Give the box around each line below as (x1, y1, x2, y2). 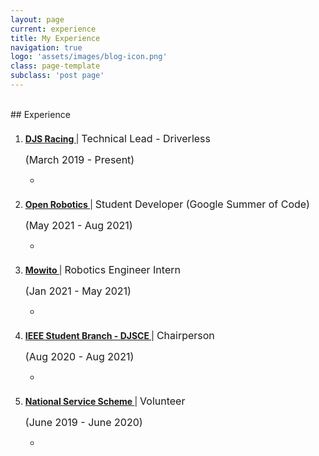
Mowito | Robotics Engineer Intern (24, 262, 181, 276)
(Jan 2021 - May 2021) (24, 284, 132, 298)
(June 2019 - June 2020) (24, 415, 143, 429)
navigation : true (10, 42, 83, 53)
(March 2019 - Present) (24, 152, 135, 166)
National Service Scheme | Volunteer (24, 394, 186, 408)
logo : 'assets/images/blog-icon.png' (10, 52, 168, 62)
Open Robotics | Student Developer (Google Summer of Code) (24, 197, 310, 211)
